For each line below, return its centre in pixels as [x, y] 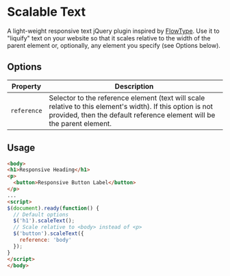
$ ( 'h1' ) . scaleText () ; [44, 221]
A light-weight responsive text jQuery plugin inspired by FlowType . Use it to [114, 31]
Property [26, 86]
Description [134, 86]
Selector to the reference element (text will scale [127, 98]
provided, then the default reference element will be [132, 115]
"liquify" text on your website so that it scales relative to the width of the [109, 38]
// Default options [41, 214]
